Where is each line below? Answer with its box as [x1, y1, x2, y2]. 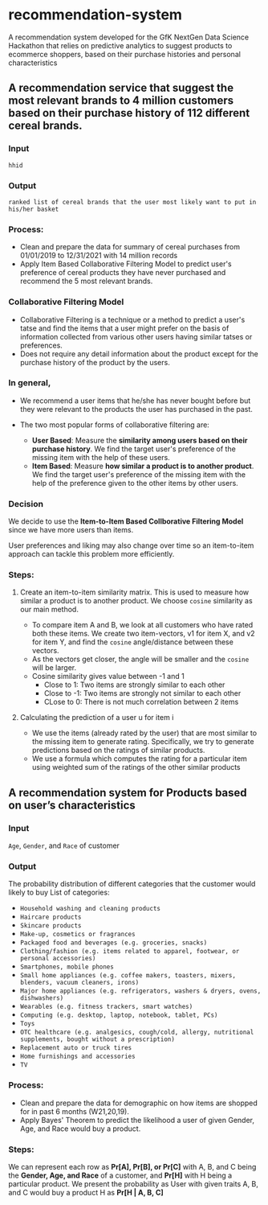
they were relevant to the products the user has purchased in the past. [19, 404, 253, 413]
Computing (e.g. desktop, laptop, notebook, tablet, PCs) [19, 1011, 218, 1019]
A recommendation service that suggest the [8, 81, 234, 95]
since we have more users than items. [8, 525, 134, 535]
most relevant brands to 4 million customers [8, 94, 234, 108]
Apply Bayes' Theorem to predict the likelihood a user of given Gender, [19, 1115, 255, 1125]
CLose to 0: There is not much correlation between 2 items [43, 697, 239, 707]
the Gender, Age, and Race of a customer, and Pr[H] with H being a [8, 1170, 233, 1180]
